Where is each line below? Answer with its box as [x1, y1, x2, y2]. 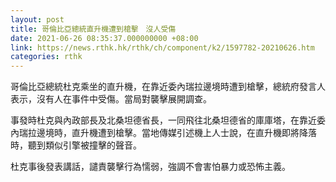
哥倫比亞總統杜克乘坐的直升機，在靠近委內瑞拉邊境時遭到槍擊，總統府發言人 [10, 81, 326, 93]
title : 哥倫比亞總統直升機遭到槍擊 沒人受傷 [10, 24, 177, 34]
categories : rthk [10, 52, 83, 62]
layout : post [10, 14, 65, 25]
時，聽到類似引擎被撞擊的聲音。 [10, 139, 142, 151]
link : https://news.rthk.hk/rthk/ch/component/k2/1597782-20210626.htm [10, 42, 315, 53]
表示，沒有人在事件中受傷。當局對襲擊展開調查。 [10, 93, 212, 105]
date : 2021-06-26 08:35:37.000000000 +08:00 [10, 33, 199, 43]
